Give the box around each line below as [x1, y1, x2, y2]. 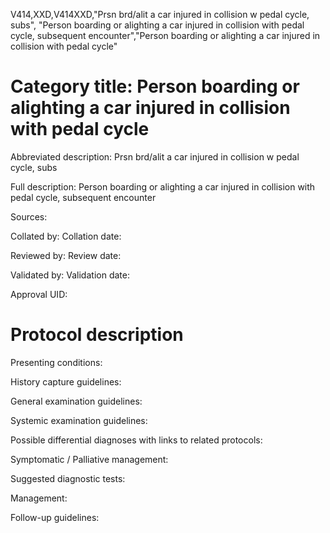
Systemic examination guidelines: [10, 414, 148, 426]
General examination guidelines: [10, 395, 143, 407]
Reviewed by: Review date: [10, 249, 122, 261]
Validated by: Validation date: [10, 269, 130, 281]
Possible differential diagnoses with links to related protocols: [10, 434, 263, 446]
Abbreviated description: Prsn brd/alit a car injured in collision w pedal [10, 150, 300, 163]
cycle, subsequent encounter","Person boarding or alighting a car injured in [10, 30, 321, 41]
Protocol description [10, 324, 184, 346]
